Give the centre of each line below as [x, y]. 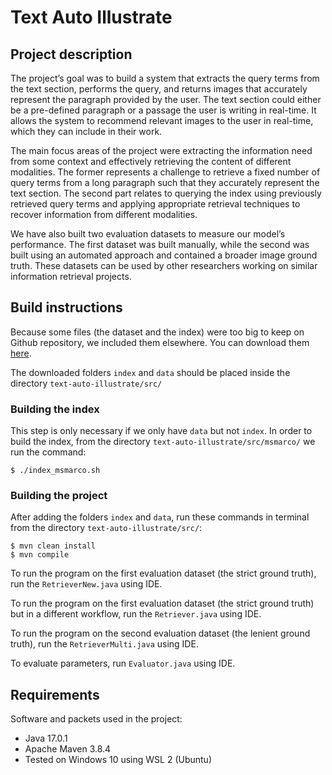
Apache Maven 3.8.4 [68, 749]
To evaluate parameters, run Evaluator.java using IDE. [123, 663]
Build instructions [66, 307]
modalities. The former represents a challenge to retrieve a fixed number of [165, 172]
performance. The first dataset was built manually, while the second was [160, 244]
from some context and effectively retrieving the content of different [151, 161]
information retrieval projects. [71, 276]
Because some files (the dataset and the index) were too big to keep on [157, 332]
